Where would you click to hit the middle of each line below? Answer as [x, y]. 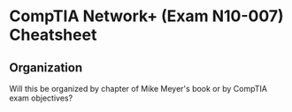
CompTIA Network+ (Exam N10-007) [147, 16]
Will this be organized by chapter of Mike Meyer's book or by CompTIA [138, 89]
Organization [46, 67]
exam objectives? [41, 98]
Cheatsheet [53, 35]
